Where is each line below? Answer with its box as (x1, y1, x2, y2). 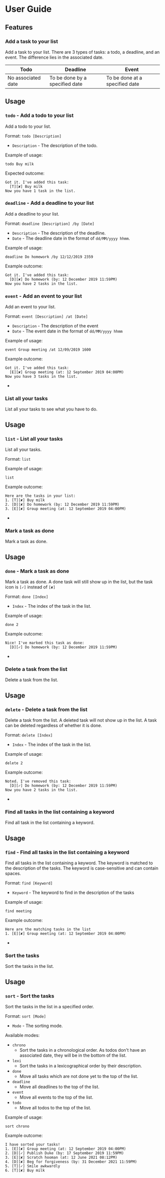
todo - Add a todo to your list (5, 112, 74, 119)
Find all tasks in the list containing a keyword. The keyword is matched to (5, 860, 153, 866)
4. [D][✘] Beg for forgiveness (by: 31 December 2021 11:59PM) (5, 1159, 137, 1165)
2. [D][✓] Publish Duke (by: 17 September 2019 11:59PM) (5, 1151, 124, 1156)
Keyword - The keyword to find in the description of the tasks (12, 889, 135, 896)
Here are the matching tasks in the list (5, 927, 91, 932)
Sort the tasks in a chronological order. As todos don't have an (19, 1047, 146, 1053)
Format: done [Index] (5, 593, 49, 600)
